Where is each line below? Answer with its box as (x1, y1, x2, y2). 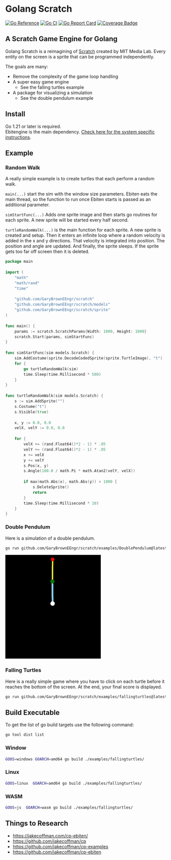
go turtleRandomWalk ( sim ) (23, 366, 79, 372)
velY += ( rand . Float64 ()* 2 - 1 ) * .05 (23, 447, 106, 452)
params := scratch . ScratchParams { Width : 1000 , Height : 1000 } (14, 329, 147, 334)
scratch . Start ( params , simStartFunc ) (14, 334, 95, 339)
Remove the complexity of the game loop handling (12, 73, 119, 79)
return (32, 490, 47, 495)
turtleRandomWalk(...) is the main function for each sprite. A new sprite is (5, 227, 161, 233)
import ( (5, 270, 24, 275)
